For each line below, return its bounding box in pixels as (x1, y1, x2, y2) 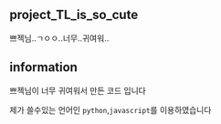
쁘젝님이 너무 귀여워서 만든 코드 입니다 (9, 85, 146, 96)
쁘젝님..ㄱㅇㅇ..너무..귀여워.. (9, 32, 110, 44)
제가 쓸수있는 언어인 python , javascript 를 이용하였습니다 (9, 104, 212, 115)
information (9, 59, 78, 76)
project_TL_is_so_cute (9, 7, 139, 23)
